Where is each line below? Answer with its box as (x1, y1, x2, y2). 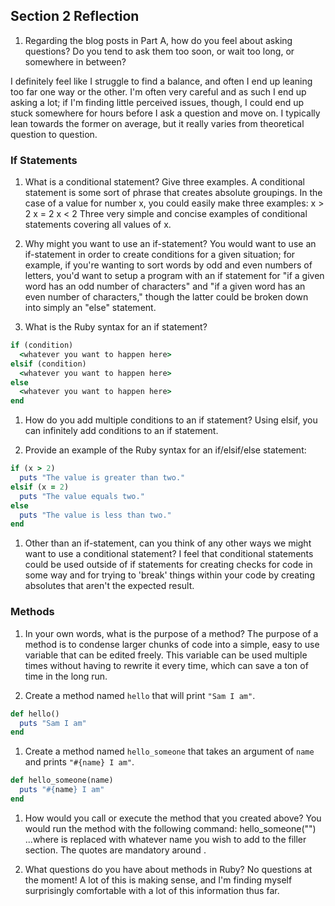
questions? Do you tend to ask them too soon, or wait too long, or (24, 45, 295, 57)
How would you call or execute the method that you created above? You (24, 812, 322, 824)
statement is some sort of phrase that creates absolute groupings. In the (24, 187, 323, 199)
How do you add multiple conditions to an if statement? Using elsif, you (24, 414, 318, 426)
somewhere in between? (24, 55, 127, 68)
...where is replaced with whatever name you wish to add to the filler (24, 833, 307, 845)
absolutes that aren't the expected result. (24, 580, 195, 592)
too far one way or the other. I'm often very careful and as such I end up (10, 85, 307, 98)
